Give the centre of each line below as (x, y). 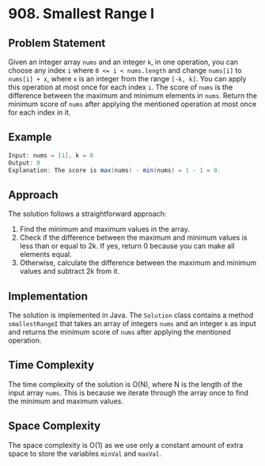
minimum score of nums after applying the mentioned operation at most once (132, 104)
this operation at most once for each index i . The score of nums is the (121, 87)
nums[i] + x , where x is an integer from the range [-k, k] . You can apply (127, 79)
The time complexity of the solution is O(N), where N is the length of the (125, 384)
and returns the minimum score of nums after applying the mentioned (119, 332)
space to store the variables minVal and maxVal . (85, 453)
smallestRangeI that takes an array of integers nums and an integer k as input (132, 324)
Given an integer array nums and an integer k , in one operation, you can (123, 62)
